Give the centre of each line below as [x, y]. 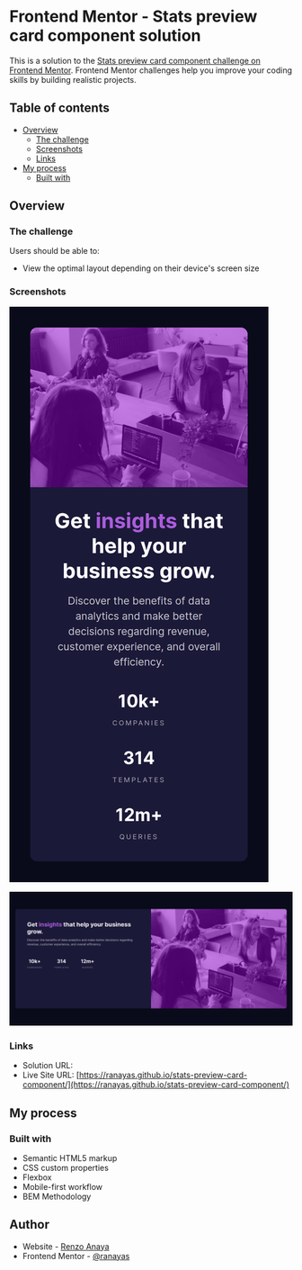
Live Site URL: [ [51, 1075]
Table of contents [59, 108]
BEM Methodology [57, 1196]
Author [29, 1225]
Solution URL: [48, 1066]
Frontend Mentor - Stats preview [133, 17]
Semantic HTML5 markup [70, 1157]
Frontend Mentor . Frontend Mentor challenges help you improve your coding [151, 70]
